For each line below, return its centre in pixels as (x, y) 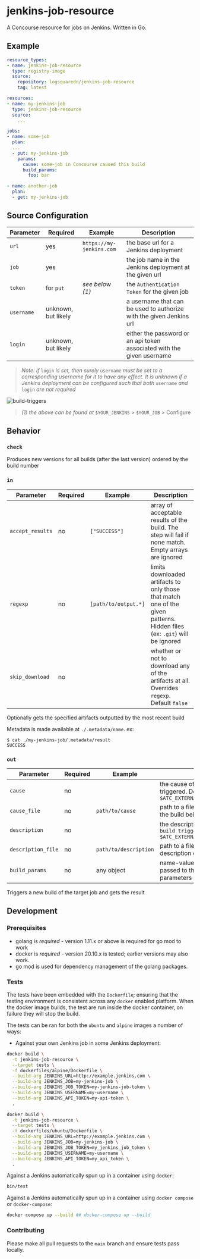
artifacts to (166, 581)
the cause (174, 784)
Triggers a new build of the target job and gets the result (76, 892)
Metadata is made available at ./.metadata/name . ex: (70, 729)
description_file (34, 849)
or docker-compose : (29, 1204)
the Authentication (153, 284)
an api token (143, 340)
